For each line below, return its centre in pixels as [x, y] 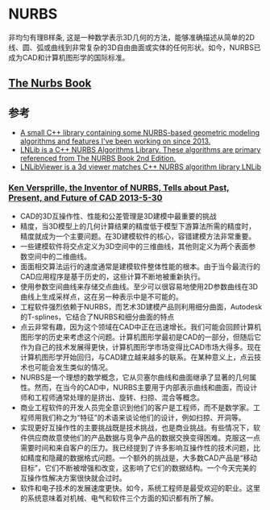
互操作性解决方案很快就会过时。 [73, 478]
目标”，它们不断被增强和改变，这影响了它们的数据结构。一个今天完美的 [138, 468]
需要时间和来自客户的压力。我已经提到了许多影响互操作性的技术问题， [137, 448]
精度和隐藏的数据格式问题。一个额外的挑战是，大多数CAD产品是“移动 [142, 458]
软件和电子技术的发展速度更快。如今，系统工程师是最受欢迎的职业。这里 [140, 488]
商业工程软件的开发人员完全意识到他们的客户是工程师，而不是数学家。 [137, 408]
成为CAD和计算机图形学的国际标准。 [69, 57]
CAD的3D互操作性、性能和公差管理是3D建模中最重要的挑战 [118, 216]
